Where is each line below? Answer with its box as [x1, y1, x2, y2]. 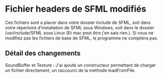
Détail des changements [5, 49, 81, 58]
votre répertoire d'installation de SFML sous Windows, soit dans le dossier [5, 24, 155, 30]
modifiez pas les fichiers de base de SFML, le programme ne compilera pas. [5, 35, 159, 41]
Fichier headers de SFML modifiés [5, 3, 146, 15]
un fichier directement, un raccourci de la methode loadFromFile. [5, 67, 136, 73]
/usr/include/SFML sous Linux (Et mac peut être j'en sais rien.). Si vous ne [5, 30, 154, 36]
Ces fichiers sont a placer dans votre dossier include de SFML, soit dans [5, 19, 151, 25]
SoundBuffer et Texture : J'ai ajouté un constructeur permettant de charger [5, 62, 156, 68]
